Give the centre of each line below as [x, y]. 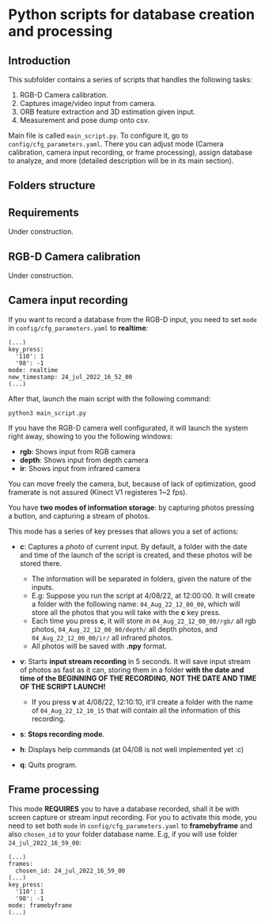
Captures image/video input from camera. [88, 103]
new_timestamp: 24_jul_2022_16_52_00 [70, 377]
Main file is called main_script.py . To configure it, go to [98, 135]
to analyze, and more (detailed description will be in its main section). [121, 161]
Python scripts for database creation [132, 15]
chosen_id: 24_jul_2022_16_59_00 [70, 871]
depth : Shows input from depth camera [84, 460]
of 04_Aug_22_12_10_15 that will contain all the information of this [136, 710]
